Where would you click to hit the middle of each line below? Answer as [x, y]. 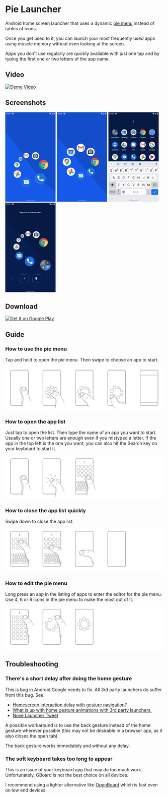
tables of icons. [21, 28]
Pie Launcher [33, 9]
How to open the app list [35, 421]
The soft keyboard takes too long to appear [59, 759]
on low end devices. [26, 790]
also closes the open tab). [32, 736]
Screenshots [26, 103]
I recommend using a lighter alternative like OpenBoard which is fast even [82, 785]
